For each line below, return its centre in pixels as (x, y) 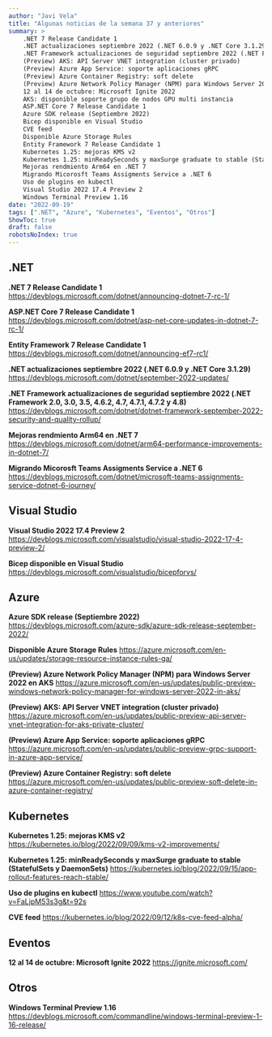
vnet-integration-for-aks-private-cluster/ (76, 724)
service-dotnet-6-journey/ (52, 485)
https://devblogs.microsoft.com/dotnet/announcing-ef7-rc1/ (108, 353)
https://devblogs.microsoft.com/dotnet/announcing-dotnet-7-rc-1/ (119, 296)
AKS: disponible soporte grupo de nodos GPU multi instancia (128, 99)
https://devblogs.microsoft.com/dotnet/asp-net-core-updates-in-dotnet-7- (134, 320)
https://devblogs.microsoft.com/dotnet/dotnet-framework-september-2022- (136, 410)
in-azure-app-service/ (46, 758)
